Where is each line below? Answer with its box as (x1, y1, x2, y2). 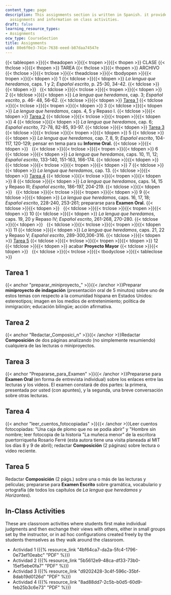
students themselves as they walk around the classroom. (5, 537, 125, 543)
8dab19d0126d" (12, 573, 46, 580)
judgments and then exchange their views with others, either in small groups (5, 526, 165, 532)
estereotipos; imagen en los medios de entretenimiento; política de (5, 298, 145, 304)
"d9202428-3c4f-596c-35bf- (78, 568, 141, 574)
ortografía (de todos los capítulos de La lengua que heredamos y (5, 487, 142, 493)
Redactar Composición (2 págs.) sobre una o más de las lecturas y (5, 476, 146, 482)
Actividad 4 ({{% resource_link (12, 579, 77, 585)
